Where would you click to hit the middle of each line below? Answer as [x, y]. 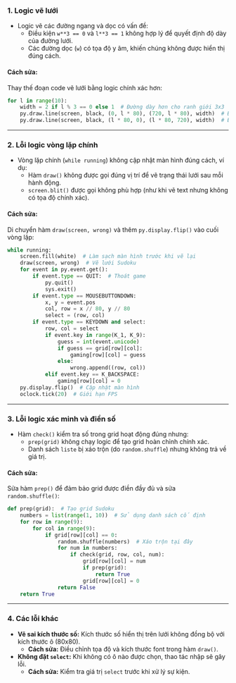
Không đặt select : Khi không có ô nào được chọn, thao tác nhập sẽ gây [122, 656]
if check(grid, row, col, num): [117, 555]
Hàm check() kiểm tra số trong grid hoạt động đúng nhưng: [103, 434]
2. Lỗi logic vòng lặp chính [53, 144]
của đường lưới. [50, 41]
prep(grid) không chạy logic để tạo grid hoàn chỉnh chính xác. [118, 441]
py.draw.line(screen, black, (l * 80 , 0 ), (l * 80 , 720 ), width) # [122, 121]
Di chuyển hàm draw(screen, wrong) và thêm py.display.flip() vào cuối [113, 229]
